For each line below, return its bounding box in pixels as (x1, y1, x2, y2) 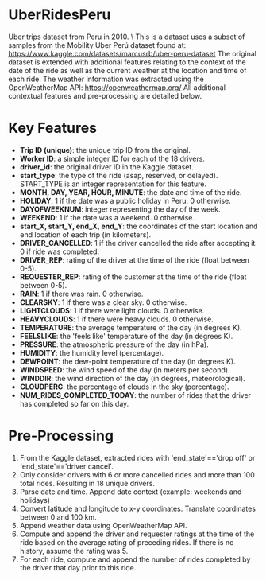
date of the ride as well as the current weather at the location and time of (8, 65, 247, 75)
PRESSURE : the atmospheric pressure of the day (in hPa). (19, 340, 209, 349)
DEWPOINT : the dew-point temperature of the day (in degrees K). (19, 356, 236, 366)
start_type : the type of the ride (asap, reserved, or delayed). (19, 170, 218, 180)
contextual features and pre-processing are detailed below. (8, 91, 202, 100)
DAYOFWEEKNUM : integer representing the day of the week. (19, 204, 221, 214)
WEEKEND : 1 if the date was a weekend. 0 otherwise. (19, 212, 195, 222)
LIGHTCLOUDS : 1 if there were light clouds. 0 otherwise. (19, 306, 205, 315)
